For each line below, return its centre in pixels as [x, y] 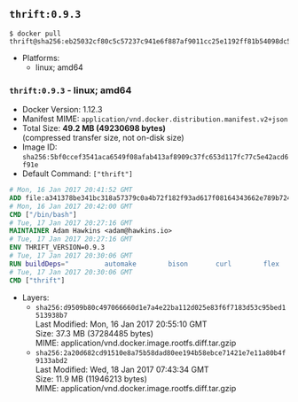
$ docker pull [35, 34]
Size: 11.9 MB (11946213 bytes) [91, 379]
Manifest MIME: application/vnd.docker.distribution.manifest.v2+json [155, 119]
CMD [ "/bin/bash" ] [43, 214]
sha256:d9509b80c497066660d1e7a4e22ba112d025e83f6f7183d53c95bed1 [161, 307]
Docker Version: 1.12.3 [62, 110]
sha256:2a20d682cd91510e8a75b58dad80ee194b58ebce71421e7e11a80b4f [161, 353]
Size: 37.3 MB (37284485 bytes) [94, 333]
